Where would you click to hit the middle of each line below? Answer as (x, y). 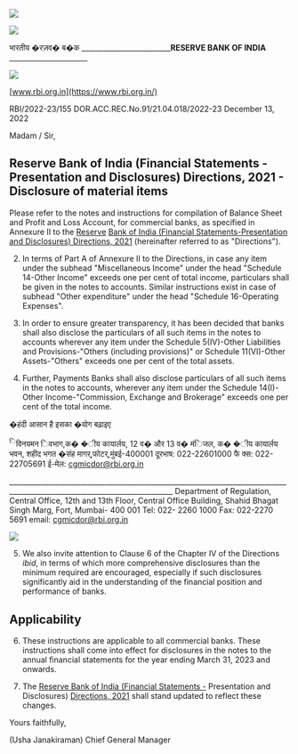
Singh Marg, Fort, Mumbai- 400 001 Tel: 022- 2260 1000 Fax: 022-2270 (141, 510)
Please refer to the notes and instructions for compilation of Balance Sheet (146, 213)
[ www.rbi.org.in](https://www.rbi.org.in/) (84, 92)
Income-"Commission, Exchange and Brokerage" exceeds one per (167, 397)
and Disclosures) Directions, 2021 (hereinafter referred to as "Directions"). (145, 241)
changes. (39, 705)
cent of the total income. (67, 406)
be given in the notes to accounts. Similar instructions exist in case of (149, 287)
